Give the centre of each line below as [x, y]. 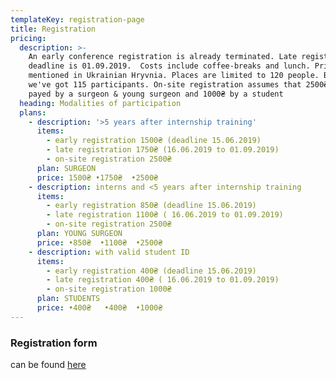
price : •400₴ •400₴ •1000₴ [99, 308]
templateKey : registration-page [77, 19]
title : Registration [53, 29]
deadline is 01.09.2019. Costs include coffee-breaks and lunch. [169, 66]
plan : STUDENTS [68, 299]
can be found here [48, 365]
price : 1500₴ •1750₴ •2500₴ [97, 177]
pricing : [28, 38]
